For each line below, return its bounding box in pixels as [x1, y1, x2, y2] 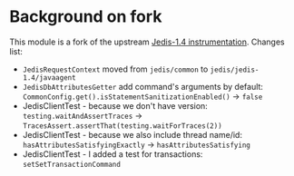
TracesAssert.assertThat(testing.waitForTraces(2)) [22, 121, 222, 131]
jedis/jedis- [210, 65, 260, 74]
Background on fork [9, 6, 162, 27]
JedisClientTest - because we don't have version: [22, 100, 209, 111]
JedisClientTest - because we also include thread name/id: [22, 129, 243, 140]
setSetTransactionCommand [22, 160, 121, 169]
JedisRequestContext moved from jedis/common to [22, 64, 209, 74]
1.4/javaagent [22, 73, 76, 83]
